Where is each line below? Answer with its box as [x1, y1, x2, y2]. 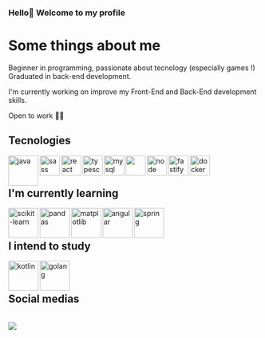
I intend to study [8, 239, 91, 253]
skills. [8, 95, 27, 104]
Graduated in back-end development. [8, 71, 132, 81]
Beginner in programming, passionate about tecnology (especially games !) [8, 63, 255, 73]
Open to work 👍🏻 [8, 111, 65, 120]
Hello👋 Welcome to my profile [8, 7, 125, 18]
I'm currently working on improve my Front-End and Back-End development [8, 87, 257, 96]
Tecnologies [8, 134, 71, 147]
